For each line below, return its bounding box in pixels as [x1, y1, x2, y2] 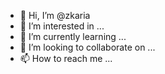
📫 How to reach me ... [19, 53, 113, 64]
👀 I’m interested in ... [19, 20, 105, 32]
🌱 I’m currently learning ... [19, 31, 127, 42]
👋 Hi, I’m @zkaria [19, 10, 91, 21]
